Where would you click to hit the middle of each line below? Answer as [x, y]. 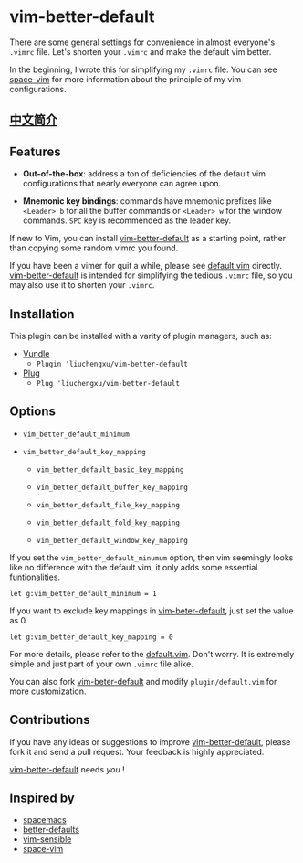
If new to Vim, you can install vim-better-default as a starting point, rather [147, 239]
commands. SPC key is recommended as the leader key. [126, 220]
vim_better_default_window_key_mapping [112, 540]
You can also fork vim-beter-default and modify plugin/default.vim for [143, 681]
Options [33, 412]
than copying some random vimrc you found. [94, 248]
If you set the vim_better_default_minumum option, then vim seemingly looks [151, 557]
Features [35, 151]
